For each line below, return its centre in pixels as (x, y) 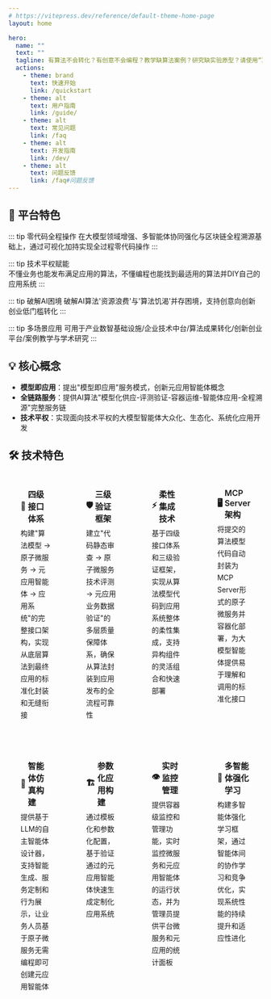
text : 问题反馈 (53, 173)
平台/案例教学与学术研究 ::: (53, 338)
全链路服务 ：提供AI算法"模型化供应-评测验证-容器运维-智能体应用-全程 (138, 397)
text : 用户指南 (53, 106)
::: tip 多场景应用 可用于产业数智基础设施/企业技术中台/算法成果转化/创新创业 (135, 328)
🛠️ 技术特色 (36, 456)
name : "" (30, 45)
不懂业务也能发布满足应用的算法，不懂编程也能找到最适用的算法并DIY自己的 (134, 273)
